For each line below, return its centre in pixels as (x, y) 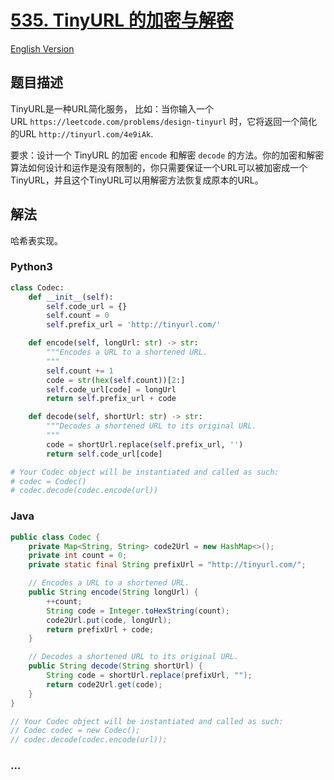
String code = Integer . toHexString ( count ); (138, 611)
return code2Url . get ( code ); (104, 684)
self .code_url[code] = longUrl (111, 389)
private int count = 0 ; (78, 556)
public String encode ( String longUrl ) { (113, 592)
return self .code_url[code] (104, 454)
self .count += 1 (80, 371)
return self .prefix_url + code (111, 399)
